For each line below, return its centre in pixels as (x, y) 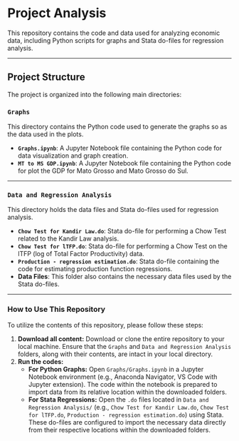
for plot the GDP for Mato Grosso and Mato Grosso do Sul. (103, 171)
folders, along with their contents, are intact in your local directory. (115, 354)
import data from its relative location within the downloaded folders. (128, 392)
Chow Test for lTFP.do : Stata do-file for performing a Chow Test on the (122, 246)
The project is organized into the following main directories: (95, 94)
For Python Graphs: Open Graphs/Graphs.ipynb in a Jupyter (116, 369)
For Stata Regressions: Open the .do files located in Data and (118, 399)
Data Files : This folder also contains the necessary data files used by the (124, 277)
